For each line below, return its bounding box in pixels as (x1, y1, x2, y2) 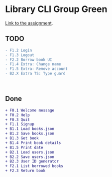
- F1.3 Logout (5, 52, 35, 57)
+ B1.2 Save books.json (5, 131, 55, 136)
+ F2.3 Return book (5, 168, 46, 173)
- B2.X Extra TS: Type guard (5, 71, 66, 76)
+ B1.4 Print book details (5, 140, 61, 145)
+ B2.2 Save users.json (5, 154, 55, 159)
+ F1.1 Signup (5, 121, 35, 127)
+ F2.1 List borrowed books (5, 163, 64, 168)
